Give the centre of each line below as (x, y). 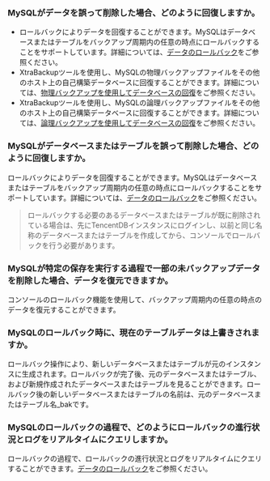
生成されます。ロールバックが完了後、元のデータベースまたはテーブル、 (141, 374)
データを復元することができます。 (64, 309)
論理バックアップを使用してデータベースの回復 (118, 123)
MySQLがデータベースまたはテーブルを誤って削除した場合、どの (133, 146)
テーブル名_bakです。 (57, 404)
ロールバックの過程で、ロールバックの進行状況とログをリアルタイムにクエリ (135, 458)
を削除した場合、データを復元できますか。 (90, 280)
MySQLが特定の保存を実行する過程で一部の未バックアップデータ (134, 268)
